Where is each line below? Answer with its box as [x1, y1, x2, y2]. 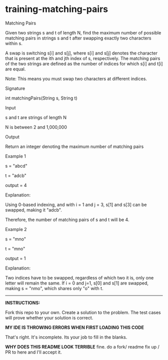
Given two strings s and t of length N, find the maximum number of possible [5, 29, 161, 35]
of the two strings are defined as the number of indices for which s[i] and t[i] [5, 60, 163, 66]
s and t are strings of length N [5, 114, 66, 120]
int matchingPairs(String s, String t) [5, 95, 77, 101]
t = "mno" [5, 245, 25, 251]
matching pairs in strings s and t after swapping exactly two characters [5, 35, 151, 41]
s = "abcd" [5, 162, 27, 168]
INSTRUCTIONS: [5, 299, 40, 305]
